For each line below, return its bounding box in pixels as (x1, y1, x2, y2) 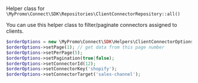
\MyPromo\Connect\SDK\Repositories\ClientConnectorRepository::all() (6, 11, 181, 17)
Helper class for (6, 5, 45, 12)
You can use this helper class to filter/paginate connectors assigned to (6, 22, 177, 28)
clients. (6, 27, 24, 34)
